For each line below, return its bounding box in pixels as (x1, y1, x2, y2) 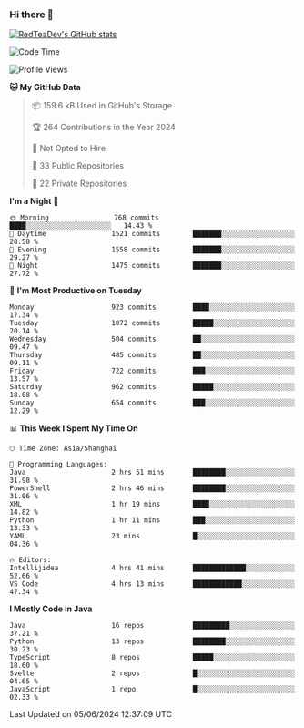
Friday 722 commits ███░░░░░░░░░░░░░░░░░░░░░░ (9, 366, 296, 376)
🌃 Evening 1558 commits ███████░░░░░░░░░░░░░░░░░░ (9, 245, 296, 254)
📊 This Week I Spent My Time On (9, 423, 138, 434)
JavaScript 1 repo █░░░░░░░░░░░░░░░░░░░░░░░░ (9, 685, 296, 694)
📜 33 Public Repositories (31, 160, 125, 171)
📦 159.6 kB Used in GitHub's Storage (31, 100, 173, 111)
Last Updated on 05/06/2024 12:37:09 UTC (9, 709, 173, 720)
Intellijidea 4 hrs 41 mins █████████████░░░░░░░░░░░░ (9, 564, 296, 573)
